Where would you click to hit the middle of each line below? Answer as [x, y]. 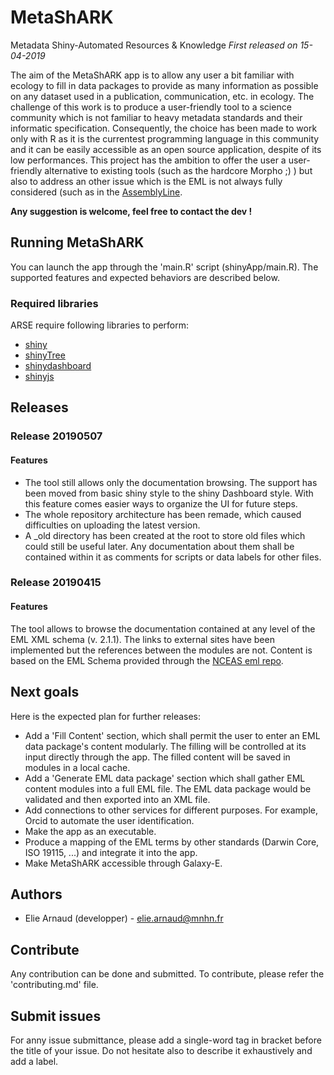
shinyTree [45, 355]
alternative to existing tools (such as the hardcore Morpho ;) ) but [178, 170]
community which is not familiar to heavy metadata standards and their [156, 117]
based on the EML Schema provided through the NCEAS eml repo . [147, 660]
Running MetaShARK [77, 242]
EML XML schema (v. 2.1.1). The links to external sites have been [142, 639]
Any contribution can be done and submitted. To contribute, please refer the [167, 974]
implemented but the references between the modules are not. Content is [161, 650]
